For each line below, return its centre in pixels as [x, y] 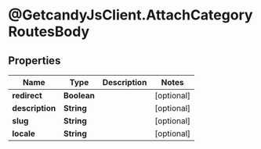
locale [24, 133]
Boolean [79, 96]
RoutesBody [49, 32]
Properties [34, 60]
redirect [27, 96]
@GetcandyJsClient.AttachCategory [130, 15]
